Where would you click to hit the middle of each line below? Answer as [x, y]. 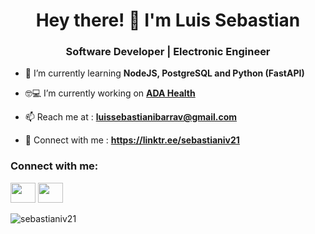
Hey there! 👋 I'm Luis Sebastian [168, 20]
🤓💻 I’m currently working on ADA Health [110, 93]
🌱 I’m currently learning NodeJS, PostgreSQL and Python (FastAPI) [164, 73]
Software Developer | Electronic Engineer [168, 52]
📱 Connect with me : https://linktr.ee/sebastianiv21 [132, 140]
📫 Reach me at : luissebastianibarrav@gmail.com [131, 117]
